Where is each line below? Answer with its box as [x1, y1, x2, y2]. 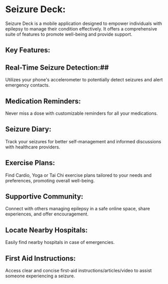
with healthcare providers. [5, 144, 61, 150]
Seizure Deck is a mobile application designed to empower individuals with [5, 20, 162, 26]
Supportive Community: [5, 192, 83, 201]
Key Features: [5, 46, 50, 54]
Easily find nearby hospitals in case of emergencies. [5, 239, 115, 245]
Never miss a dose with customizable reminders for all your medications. [5, 110, 158, 116]
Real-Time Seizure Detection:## [5, 63, 109, 72]
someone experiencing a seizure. [5, 273, 75, 279]
